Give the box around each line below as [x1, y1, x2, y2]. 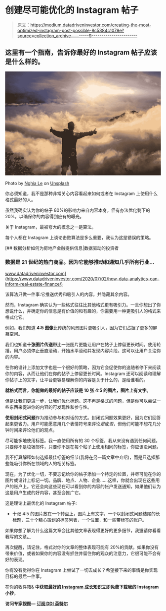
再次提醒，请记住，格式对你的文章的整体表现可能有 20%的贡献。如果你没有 [5, 544, 159, 550]
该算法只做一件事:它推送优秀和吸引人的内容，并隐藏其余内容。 [5, 291, 132, 297]
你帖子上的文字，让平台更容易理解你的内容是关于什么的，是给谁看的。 [5, 376, 148, 382]
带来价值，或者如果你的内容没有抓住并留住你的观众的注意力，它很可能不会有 [5, 550, 161, 556]
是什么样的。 [5, 58, 44, 66]
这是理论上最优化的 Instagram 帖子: [5, 500, 77, 506]
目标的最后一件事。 [5, 573, 44, 579]
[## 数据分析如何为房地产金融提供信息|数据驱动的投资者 [5, 245, 119, 251]
